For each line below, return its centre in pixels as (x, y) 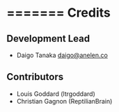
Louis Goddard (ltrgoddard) (56, 94)
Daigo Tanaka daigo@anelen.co (62, 55)
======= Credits (58, 13)
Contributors (35, 77)
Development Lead (48, 39)
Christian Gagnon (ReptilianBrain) (64, 101)
